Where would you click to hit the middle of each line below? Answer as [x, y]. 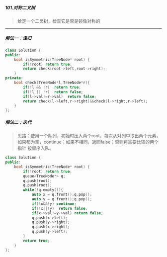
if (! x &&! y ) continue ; [54, 204]
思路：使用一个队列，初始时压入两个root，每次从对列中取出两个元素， [89, 136]
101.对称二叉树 [20, 7]
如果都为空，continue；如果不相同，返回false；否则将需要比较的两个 [88, 142]
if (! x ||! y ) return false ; [60, 208]
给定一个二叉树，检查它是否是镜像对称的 [59, 21]
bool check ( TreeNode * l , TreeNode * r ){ [52, 83]
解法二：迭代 [18, 122]
